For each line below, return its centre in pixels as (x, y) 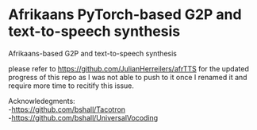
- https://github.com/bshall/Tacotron (67, 109)
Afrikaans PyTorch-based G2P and (125, 15)
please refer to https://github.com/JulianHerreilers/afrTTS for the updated (129, 68)
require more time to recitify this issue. (71, 86)
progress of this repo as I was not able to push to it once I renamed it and (128, 77)
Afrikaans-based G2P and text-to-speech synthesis (92, 53)
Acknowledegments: (42, 101)
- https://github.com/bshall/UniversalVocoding (83, 117)
